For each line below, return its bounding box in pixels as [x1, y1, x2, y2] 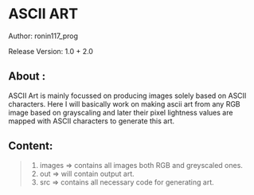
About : [8, 69, 46, 84]
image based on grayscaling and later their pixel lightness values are [8, 107, 233, 117]
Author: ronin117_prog [8, 31, 78, 41]
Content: [8, 139, 53, 153]
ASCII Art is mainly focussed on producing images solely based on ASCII [8, 91, 247, 100]
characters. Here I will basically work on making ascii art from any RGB [8, 99, 240, 108]
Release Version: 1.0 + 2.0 [8, 46, 94, 56]
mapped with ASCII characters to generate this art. [8, 116, 175, 126]
